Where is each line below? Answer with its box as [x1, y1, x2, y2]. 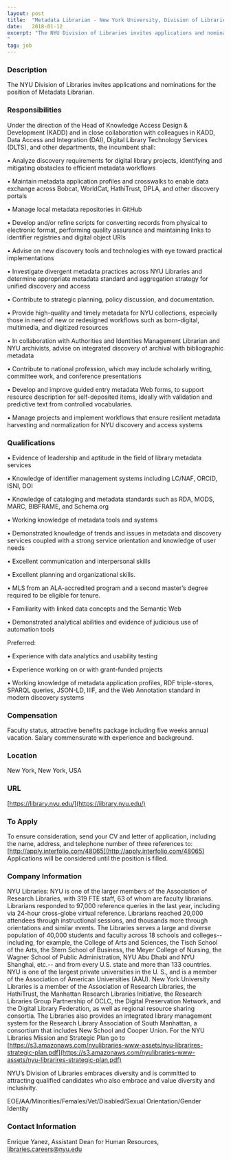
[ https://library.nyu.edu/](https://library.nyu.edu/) [7, 799, 146, 807]
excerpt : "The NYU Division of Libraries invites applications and [7, 29, 205, 37]
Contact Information [7, 1122, 77, 1132]
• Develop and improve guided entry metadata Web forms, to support [7, 385, 204, 393]
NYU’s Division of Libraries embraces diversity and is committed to [7, 1069, 197, 1077]
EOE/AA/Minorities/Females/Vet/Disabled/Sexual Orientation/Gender [7, 1097, 201, 1105]
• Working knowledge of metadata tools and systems [7, 515, 158, 524]
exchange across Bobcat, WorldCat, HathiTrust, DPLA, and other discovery [7, 184, 220, 193]
